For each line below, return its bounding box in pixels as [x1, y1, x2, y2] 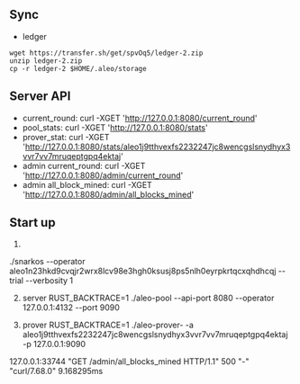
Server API [9, 89, 71, 104]
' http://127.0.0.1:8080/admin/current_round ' [22, 170, 184, 181]
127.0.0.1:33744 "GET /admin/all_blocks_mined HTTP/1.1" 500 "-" [9, 356, 250, 367]
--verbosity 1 [25, 275, 74, 286]
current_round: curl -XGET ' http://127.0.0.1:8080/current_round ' [22, 112, 259, 123]
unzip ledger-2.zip [9, 56, 83, 66]
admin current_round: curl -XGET [22, 160, 146, 171]
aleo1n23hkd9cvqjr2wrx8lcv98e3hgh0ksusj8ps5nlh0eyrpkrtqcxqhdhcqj [9, 265, 277, 277]
